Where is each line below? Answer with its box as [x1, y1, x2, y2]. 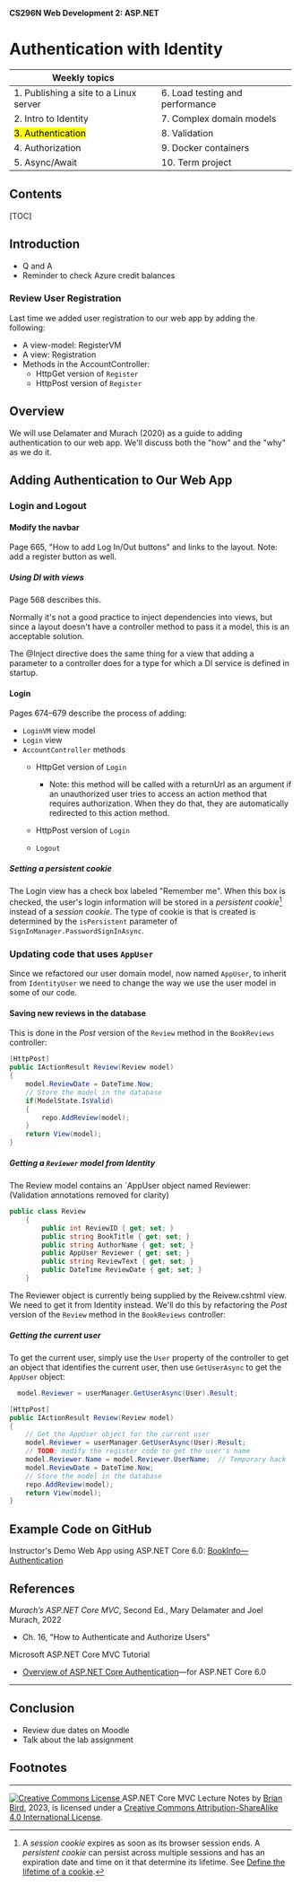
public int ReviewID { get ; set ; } [41, 1223, 175, 1232]
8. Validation [160, 127, 214, 139]
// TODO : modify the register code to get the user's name [25, 1447, 251, 1456]
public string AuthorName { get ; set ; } [41, 1241, 194, 1249]
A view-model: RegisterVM [21, 339, 122, 350]
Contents [9, 187, 63, 202]
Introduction [9, 237, 81, 252]
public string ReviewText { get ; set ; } [41, 1257, 194, 1267]
